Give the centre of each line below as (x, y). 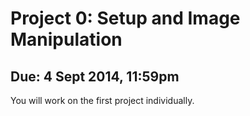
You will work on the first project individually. (102, 100)
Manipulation (66, 39)
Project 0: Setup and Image (125, 18)
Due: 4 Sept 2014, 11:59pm (95, 76)
